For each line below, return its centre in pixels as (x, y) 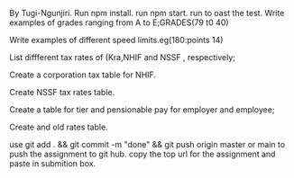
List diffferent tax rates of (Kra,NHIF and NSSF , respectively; (123, 57)
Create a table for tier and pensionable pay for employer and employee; (142, 110)
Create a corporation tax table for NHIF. (83, 75)
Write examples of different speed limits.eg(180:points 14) (116, 40)
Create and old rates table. (59, 127)
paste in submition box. (53, 164)
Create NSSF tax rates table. (62, 92)
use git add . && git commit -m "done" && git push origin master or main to (147, 144)
